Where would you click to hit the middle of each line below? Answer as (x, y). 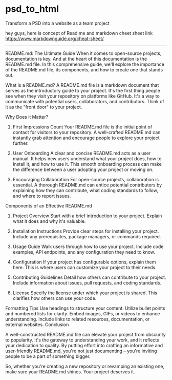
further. (21, 143)
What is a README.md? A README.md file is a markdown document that (82, 85)
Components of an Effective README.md (49, 205)
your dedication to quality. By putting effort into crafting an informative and (84, 345)
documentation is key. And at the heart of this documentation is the (76, 59)
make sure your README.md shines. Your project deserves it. (70, 372)
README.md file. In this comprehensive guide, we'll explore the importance (85, 64)
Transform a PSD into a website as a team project (58, 23)
